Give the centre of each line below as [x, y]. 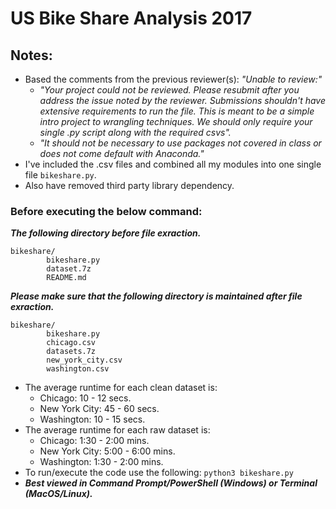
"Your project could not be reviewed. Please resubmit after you [169, 90]
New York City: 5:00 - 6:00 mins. [107, 451]
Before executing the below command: [106, 211]
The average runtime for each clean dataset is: [121, 388]
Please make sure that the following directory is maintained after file [156, 296]
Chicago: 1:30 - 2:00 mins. [94, 441]
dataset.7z [69, 269]
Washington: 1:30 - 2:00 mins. [101, 462]
